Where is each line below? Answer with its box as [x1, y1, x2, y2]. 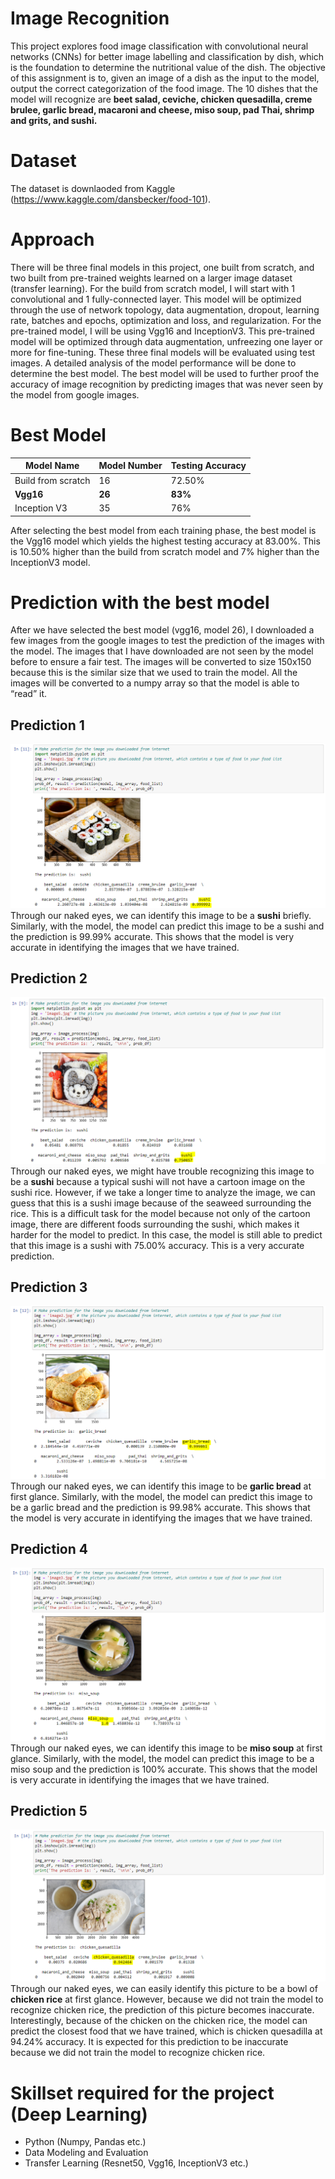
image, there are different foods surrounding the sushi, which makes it [10, 1218, 300, 1230]
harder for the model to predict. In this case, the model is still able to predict [10, 1228, 323, 1241]
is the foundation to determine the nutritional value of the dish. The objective [10, 61, 326, 73]
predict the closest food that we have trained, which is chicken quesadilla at [10, 2025, 323, 2037]
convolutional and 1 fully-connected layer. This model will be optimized [10, 293, 302, 305]
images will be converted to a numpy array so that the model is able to [10, 677, 300, 689]
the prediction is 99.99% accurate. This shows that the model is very [10, 930, 295, 942]
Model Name [25, 460, 80, 472]
